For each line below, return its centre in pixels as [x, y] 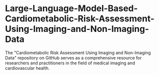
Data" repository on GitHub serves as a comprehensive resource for [73, 58]
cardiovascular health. [27, 68]
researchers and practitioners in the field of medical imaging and [70, 63]
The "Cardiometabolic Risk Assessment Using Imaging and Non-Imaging [78, 52]
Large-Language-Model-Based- [71, 8]
